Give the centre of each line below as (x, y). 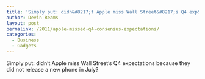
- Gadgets (24, 46)
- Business (26, 40)
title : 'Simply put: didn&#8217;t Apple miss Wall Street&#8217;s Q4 (97, 12)
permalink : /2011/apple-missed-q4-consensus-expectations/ (83, 29)
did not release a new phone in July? (52, 69)
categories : (21, 35)
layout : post (23, 23)
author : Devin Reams (33, 18)
